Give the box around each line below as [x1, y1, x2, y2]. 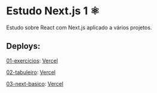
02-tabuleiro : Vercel [6, 69, 56, 76]
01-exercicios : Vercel [6, 57, 58, 64]
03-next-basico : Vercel [6, 80, 64, 87]
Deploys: [6, 41, 41, 51]
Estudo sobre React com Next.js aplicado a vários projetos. [6, 24, 152, 31]
